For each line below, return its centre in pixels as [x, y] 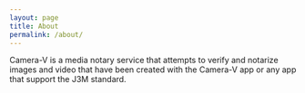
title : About [34, 26]
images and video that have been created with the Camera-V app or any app [153, 70]
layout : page [34, 18]
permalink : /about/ [46, 34]
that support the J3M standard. [68, 79]
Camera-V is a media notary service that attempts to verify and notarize [144, 60]
